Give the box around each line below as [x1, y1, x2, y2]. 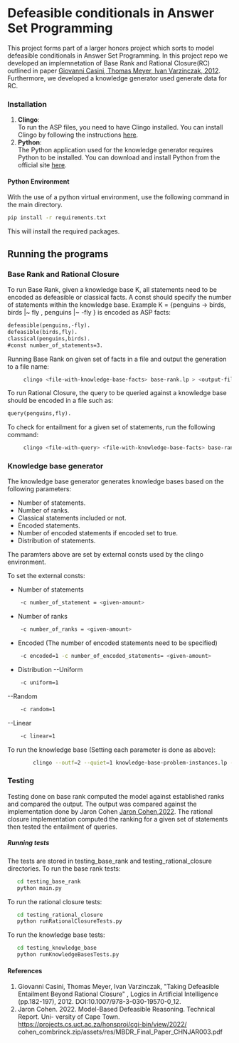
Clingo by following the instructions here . [17, 130, 139, 140]
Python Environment [7, 177, 70, 186]
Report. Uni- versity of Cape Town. [17, 1012, 120, 1021]
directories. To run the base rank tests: [7, 864, 121, 873]
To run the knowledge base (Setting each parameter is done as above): [7, 745, 216, 754]
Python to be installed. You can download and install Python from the [17, 153, 221, 162]
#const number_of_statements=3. [7, 342, 103, 349]
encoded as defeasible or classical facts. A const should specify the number [7, 293, 232, 301]
